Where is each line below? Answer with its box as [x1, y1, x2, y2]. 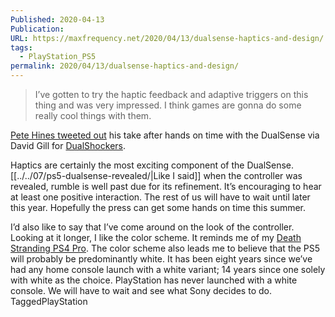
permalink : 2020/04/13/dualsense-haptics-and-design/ [10, 61, 240, 71]
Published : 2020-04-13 [10, 14, 105, 25]
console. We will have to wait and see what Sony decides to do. [10, 285, 272, 296]
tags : [10, 42, 33, 53]
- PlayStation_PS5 [19, 52, 97, 62]
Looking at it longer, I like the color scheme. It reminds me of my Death [10, 232, 302, 243]
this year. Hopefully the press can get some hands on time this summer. [10, 202, 307, 213]
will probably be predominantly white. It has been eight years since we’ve [10, 253, 313, 265]
